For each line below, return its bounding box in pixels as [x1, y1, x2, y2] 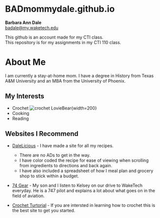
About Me [5, 57, 46, 68]
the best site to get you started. [12, 207, 76, 213]
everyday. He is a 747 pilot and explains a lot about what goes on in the [12, 187, 155, 194]
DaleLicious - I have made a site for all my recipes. [12, 143, 114, 149]
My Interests [5, 92, 44, 101]
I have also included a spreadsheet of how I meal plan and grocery [19, 168, 154, 174]
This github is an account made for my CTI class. [5, 34, 103, 40]
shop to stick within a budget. [19, 173, 79, 179]
